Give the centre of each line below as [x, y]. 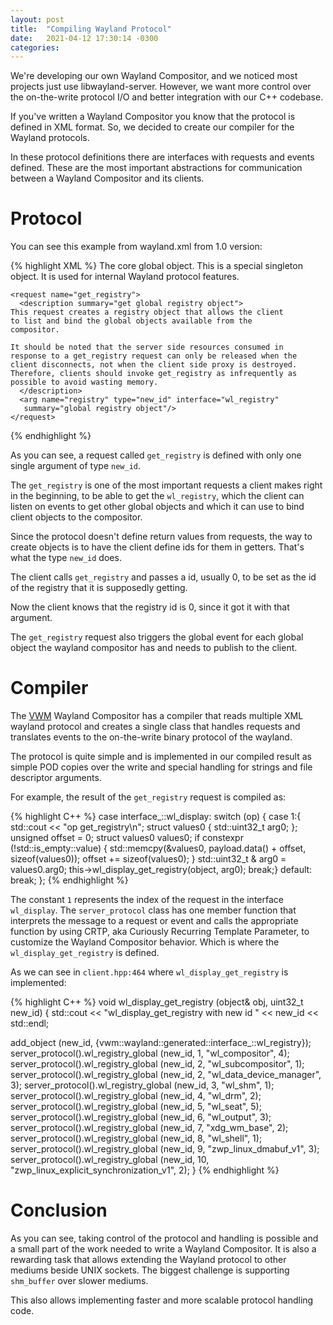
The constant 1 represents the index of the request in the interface [147, 900]
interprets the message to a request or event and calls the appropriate [154, 921]
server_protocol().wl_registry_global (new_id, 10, [110, 1160]
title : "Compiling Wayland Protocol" [91, 29]
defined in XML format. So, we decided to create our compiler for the [152, 127]
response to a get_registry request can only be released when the [154, 356]
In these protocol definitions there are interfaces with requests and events [162, 157]
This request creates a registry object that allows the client [147, 312]
